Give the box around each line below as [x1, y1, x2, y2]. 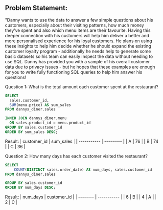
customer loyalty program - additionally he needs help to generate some [5, 48, 151, 54]
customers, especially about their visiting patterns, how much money [5, 22, 144, 28]
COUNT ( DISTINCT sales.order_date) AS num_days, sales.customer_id [14, 167, 152, 172]
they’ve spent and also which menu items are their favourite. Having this [5, 27, 151, 33]
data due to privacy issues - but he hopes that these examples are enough [5, 64, 155, 70]
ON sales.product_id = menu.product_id [9, 120, 91, 126]
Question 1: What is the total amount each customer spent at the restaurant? [5, 83, 159, 90]
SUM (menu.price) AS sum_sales [9, 103, 71, 107]
